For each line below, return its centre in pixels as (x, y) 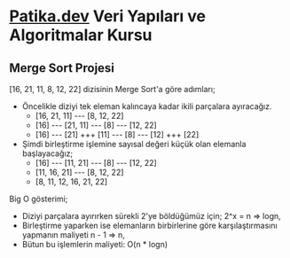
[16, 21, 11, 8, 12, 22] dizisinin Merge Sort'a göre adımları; (112, 89)
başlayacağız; (47, 153)
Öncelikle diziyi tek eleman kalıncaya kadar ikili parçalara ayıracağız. (147, 106)
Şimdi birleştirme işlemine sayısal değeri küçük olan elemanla (134, 144)
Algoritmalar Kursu (81, 35)
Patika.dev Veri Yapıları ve (108, 16)
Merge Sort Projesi (62, 68)
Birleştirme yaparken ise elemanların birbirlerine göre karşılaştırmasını (149, 225)
